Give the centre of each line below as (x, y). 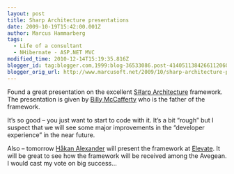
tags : (15, 40)
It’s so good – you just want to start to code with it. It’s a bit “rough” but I (110, 120)
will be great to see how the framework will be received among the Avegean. (117, 156)
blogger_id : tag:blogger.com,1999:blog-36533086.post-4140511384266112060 (118, 65)
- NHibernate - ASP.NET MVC (54, 53)
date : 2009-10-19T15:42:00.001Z (54, 26)
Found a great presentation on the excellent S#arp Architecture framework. (115, 92)
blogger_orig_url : (34, 72)
